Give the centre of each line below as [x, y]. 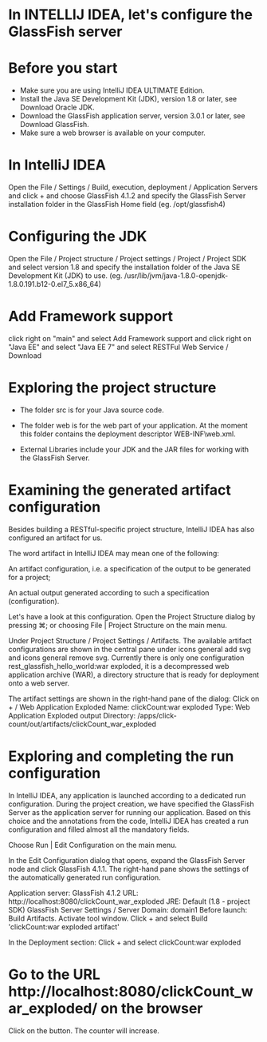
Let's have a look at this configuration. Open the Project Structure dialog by [132, 616]
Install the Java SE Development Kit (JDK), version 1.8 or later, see [128, 99]
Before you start [63, 68]
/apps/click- [157, 715]
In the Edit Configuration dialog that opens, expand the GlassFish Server [127, 860]
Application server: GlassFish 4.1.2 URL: [73, 893]
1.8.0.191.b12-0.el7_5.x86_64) [55, 284]
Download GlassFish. [54, 125]
